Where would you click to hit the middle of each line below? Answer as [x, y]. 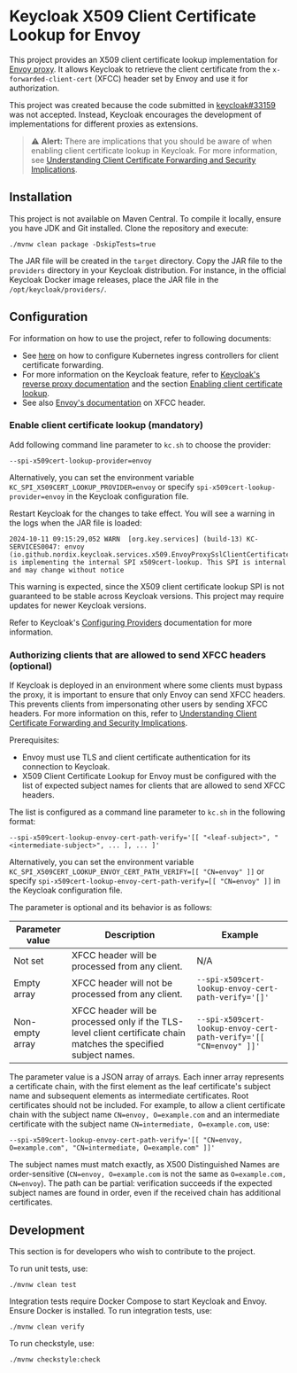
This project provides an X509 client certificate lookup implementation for [144, 59]
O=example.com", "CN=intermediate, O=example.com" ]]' [112, 1148]
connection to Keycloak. [66, 767]
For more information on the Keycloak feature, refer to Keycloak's [141, 374]
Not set [29, 961]
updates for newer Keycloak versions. [78, 605]
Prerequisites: [34, 740]
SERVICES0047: [35, 547]
